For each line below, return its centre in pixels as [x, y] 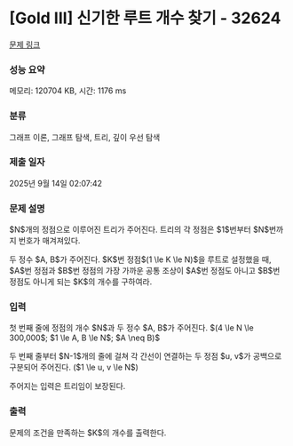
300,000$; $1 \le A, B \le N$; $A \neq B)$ [85, 338]
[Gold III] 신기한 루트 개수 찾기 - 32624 [145, 18]
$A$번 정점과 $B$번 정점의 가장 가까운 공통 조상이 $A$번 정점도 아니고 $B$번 [145, 271]
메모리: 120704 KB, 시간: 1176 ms [68, 91]
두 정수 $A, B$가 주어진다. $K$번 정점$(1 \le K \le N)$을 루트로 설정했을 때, [140, 259]
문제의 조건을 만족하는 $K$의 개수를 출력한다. [88, 433]
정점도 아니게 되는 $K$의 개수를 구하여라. [81, 282]
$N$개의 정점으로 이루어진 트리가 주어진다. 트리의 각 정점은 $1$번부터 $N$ [139, 230]
